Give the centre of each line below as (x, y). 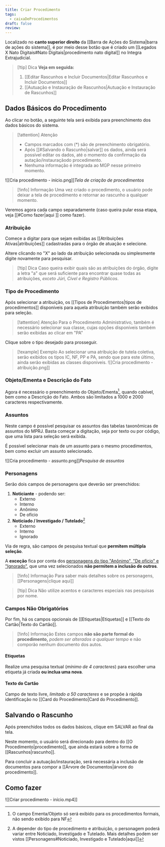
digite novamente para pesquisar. (39, 258)
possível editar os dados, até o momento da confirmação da (85, 155)
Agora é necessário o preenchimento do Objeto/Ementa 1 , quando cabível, (80, 391)
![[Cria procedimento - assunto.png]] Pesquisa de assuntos (65, 460)
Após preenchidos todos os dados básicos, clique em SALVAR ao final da (79, 727)
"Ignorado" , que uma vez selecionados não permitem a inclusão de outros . (82, 566)
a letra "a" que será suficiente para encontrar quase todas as (79, 273)
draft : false (18, 23)
